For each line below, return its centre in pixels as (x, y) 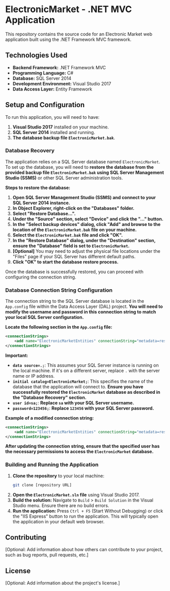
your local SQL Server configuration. (45, 317)
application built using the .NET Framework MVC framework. (68, 39)
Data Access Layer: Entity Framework (52, 89)
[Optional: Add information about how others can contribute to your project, (84, 550)
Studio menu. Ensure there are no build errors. (61, 505)
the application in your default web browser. (58, 521)
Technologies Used (36, 55)
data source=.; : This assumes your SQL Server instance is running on (86, 365)
